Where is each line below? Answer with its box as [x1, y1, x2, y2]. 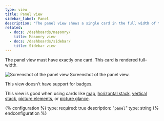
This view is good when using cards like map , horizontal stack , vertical [5, 90, 147, 96]
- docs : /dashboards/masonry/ [9, 30, 71, 35]
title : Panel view [5, 12, 42, 17]
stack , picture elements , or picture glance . [5, 96, 90, 101]
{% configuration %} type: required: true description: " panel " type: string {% [5, 105, 159, 111]
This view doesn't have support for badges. [5, 81, 93, 87]
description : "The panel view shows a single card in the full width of [5, 20, 156, 26]
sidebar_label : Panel [5, 16, 49, 21]
